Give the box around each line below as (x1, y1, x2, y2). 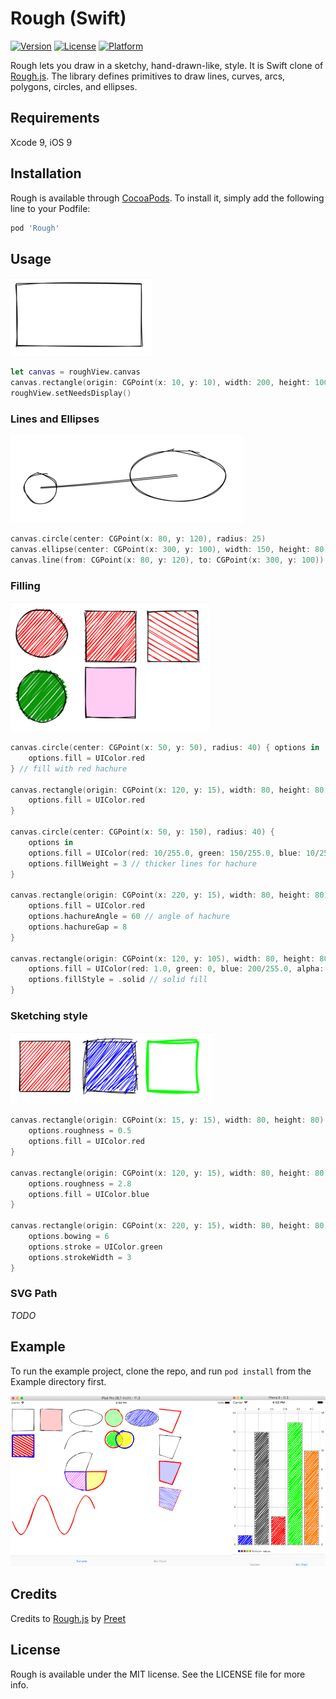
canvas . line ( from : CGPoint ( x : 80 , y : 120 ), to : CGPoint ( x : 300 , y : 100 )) (10, 555, 325, 565)
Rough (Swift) (10, 7, 127, 30)
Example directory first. (10, 1375, 107, 1387)
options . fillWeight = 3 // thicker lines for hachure (28, 858, 257, 869)
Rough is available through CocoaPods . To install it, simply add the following (10, 192, 325, 204)
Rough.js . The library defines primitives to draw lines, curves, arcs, (10, 70, 286, 82)
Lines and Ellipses (10, 412, 100, 426)
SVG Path (10, 1287, 58, 1301)
